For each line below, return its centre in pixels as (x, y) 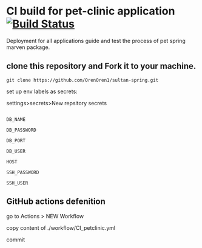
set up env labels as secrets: (42, 91)
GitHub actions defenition (56, 202)
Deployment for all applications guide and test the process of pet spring (96, 41)
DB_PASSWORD (21, 130)
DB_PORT (16, 140)
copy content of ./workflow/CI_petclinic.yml (61, 227)
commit (16, 240)
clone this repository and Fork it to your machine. (101, 66)
